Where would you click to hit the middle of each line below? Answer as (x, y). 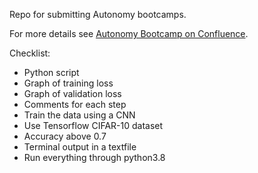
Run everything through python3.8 (94, 157)
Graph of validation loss (72, 93)
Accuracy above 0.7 (65, 136)
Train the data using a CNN (79, 115)
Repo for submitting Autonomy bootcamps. (98, 14)
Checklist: (30, 53)
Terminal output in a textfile (80, 147)
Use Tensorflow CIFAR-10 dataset (93, 125)
